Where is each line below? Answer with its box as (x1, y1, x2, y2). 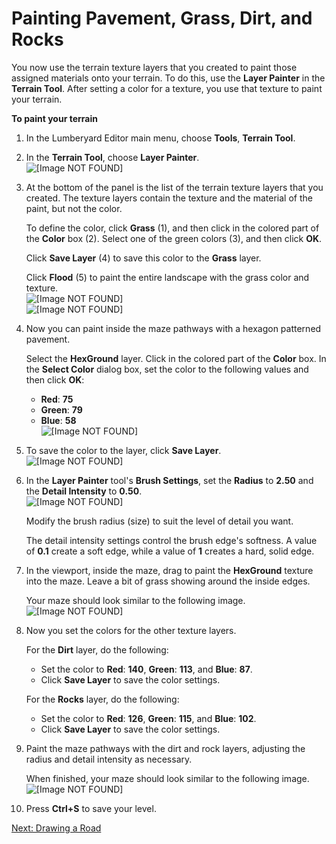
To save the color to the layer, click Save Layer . (25, 444, 222, 456)
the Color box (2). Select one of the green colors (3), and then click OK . (25, 232, 323, 244)
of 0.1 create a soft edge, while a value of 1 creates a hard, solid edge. (25, 545, 315, 557)
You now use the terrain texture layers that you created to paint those (11, 61, 298, 73)
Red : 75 (40, 393, 74, 405)
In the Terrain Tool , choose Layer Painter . (25, 151, 200, 163)
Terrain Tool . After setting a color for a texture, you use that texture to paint (11, 82, 323, 94)
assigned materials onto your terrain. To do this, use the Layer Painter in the (11, 72, 326, 84)
